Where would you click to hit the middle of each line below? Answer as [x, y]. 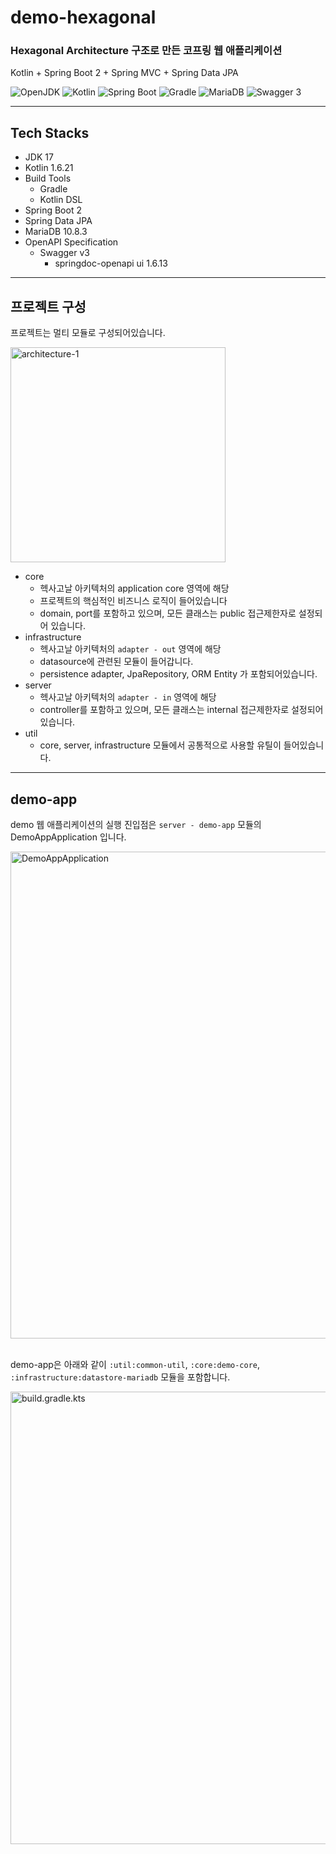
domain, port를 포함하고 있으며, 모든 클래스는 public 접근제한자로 [168, 613]
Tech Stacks [50, 132]
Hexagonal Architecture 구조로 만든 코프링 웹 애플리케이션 [146, 51]
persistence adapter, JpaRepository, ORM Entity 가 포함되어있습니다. [178, 674]
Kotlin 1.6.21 [49, 168]
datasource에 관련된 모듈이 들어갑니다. [116, 662]
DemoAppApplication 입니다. [68, 837]
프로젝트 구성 [48, 306]
